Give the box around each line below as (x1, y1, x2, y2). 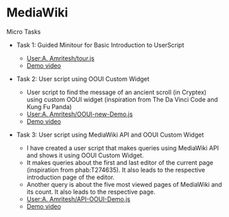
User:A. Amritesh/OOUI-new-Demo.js (26, 110, 133, 118)
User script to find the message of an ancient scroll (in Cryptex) (26, 88, 207, 96)
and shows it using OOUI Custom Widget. (26, 151, 145, 159)
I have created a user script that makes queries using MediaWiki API (26, 144, 219, 152)
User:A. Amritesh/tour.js (26, 54, 95, 62)
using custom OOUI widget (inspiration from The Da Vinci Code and (26, 95, 218, 104)
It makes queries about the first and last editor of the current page (26, 158, 214, 166)
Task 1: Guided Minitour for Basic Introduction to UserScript (16, 41, 184, 49)
